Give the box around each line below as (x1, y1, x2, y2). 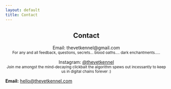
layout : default (5, 7, 40, 13)
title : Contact (5, 12, 38, 17)
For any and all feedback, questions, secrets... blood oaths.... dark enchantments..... (12, 50, 161, 55)
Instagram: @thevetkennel (58, 59, 115, 65)
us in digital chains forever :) (61, 69, 111, 74)
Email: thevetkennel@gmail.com (52, 44, 120, 51)
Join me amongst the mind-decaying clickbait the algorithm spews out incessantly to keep (7, 64, 166, 70)
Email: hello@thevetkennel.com (5, 78, 73, 84)
